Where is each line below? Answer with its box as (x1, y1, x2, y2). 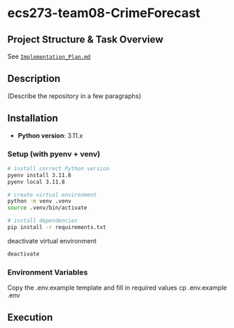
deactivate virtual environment (7, 236, 97, 245)
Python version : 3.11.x (17, 131, 83, 139)
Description (7, 73, 60, 85)
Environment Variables (7, 267, 88, 277)
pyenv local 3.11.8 (7, 178, 65, 186)
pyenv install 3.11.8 (7, 171, 72, 179)
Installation (7, 112, 58, 125)
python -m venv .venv (7, 198, 72, 205)
